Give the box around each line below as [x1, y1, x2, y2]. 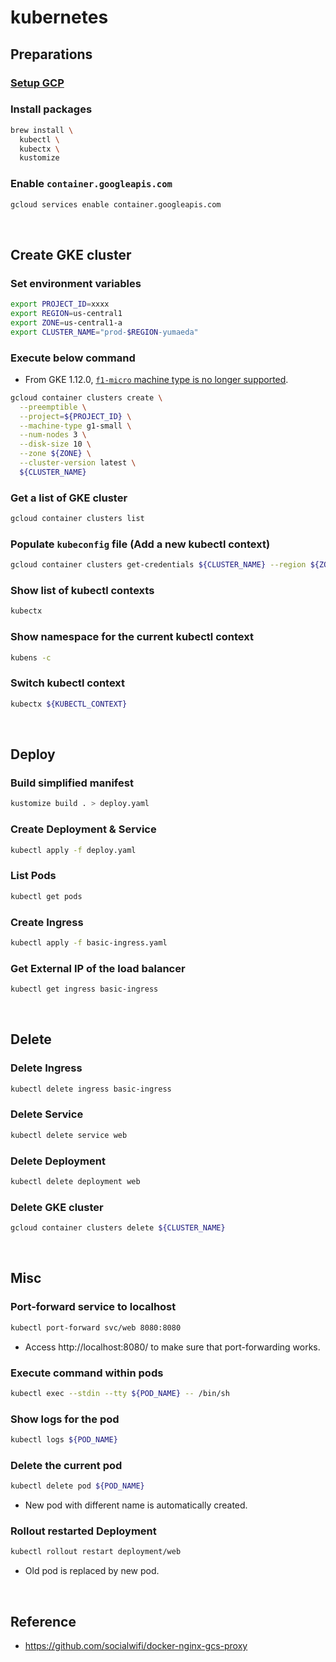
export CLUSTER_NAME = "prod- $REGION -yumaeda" [10, 327, 199, 337]
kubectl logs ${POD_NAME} [10, 1435, 118, 1445]
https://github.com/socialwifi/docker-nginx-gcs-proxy [24, 1640, 248, 1652]
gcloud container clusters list [10, 514, 145, 524]
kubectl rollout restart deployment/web [10, 1547, 182, 1557]
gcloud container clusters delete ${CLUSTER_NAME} [10, 1223, 226, 1233]
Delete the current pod [10, 1458, 123, 1472]
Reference [10, 1613, 77, 1630]
